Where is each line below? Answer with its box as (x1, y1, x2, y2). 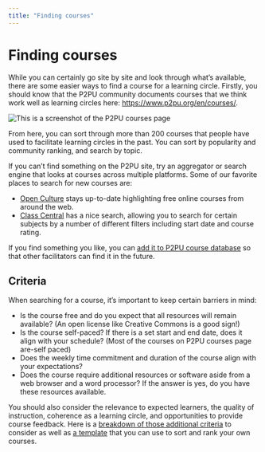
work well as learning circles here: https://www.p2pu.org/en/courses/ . (8, 97, 239, 108)
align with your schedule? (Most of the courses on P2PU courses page (19, 336, 252, 346)
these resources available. (19, 387, 107, 397)
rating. (19, 227, 41, 237)
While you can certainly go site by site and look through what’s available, (8, 73, 247, 82)
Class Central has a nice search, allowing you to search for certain (19, 210, 237, 220)
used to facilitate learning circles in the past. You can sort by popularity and (8, 137, 256, 147)
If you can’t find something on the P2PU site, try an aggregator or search (8, 161, 247, 171)
